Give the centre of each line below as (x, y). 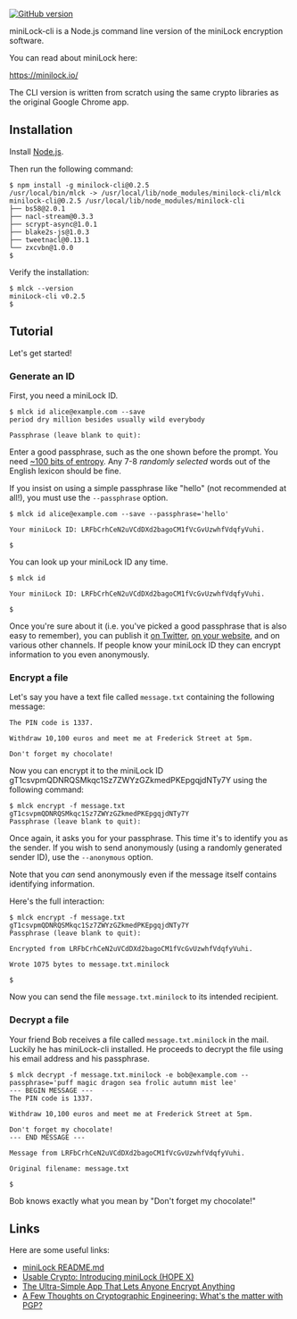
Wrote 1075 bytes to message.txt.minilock (89, 964)
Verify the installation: (49, 271)
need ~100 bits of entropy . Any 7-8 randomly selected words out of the (140, 461)
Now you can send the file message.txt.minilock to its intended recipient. (144, 997)
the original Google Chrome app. (69, 102)
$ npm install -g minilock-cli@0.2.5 (79, 185)
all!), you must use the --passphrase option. (89, 497)
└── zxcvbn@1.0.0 (41, 247)
